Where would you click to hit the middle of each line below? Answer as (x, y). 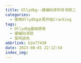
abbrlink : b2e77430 (26, 43)
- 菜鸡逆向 (20, 39)
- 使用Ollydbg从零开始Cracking (41, 19)
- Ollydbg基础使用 (28, 29)
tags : (11, 24)
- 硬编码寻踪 (22, 34)
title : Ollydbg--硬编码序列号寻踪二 (41, 10)
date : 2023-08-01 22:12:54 (34, 48)
